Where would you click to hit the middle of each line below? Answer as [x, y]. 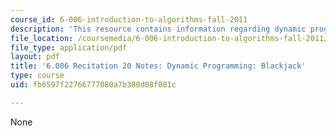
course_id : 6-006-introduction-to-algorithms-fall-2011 [129, 19]
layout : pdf [35, 57]
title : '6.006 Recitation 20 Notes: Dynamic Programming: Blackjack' [158, 66]
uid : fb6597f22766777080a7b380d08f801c [93, 85]
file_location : [42, 38]
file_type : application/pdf [69, 47]
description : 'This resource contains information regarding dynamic [158, 29]
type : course [37, 76]
